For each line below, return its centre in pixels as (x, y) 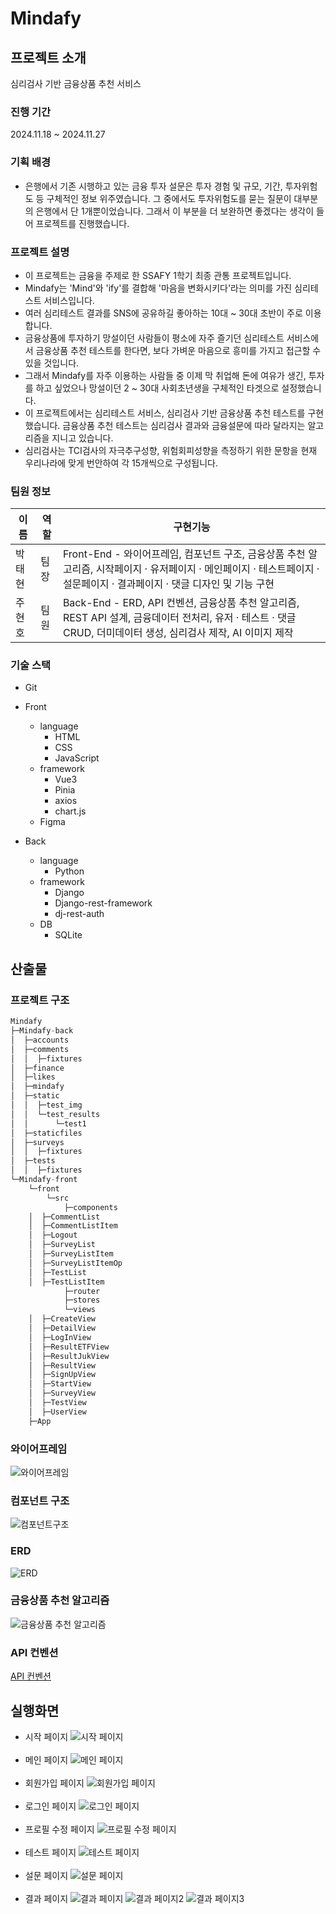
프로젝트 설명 (40, 252)
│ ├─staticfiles (46, 1133)
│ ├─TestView (57, 1403)
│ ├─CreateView (62, 1319)
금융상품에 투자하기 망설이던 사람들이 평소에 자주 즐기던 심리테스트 (154, 338)
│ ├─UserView (57, 1412)
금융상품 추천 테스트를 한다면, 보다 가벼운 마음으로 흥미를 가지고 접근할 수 (178, 350)
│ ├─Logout (53, 1235)
